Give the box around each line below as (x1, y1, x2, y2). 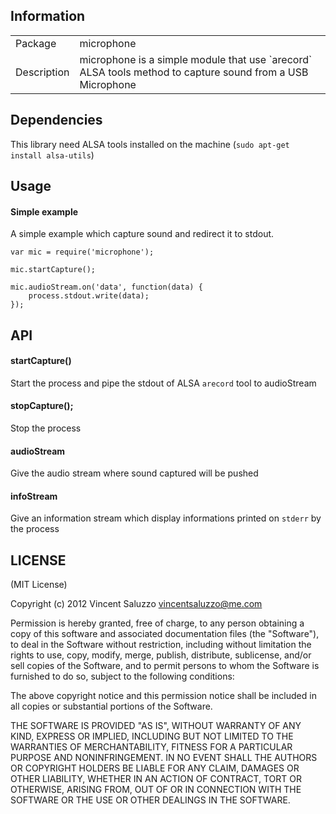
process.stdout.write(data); (28, 291, 150, 301)
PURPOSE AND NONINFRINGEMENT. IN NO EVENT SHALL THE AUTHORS (10, 752, 318, 764)
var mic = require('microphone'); (10, 247, 155, 258)
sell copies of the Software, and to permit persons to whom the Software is (10, 660, 320, 672)
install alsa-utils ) (10, 149, 95, 161)
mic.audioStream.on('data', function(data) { (10, 282, 203, 293)
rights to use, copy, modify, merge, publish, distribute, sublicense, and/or (10, 649, 312, 661)
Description (15, 65, 70, 79)
